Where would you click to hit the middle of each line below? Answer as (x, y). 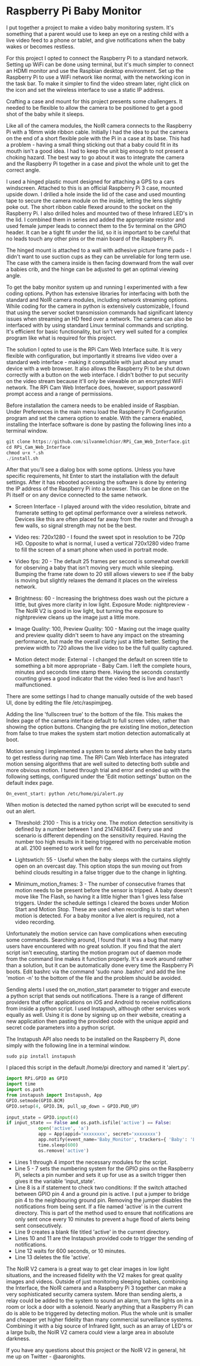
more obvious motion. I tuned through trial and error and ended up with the (98, 770)
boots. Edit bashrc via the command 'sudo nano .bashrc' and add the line (96, 972)
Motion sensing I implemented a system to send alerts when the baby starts (99, 751)
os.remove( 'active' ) (63, 1151)
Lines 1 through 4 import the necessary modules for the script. (91, 1162)
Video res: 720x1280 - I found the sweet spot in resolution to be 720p (100, 537)
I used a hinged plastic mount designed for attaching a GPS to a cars (90, 181)
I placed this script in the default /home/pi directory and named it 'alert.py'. (98, 1068)
